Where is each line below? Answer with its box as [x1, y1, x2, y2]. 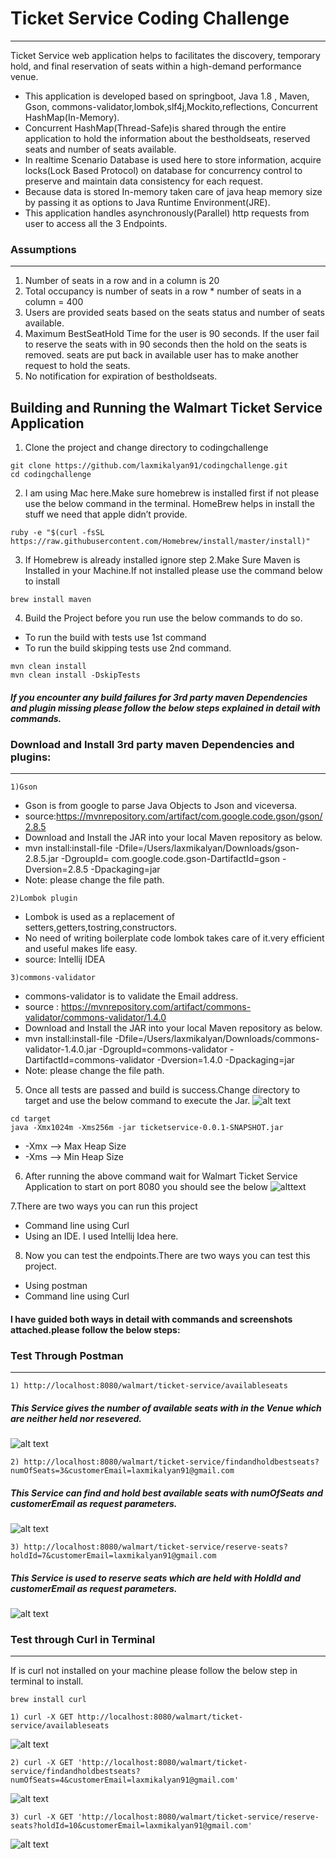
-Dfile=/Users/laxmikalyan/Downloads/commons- [114, 1033, 320, 1045]
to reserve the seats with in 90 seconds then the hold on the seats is [24, 338, 308, 351]
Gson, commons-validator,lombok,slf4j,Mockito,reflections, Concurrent [24, 100, 318, 112]
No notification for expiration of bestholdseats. [24, 370, 218, 382]
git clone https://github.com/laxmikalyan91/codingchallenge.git [10, 461, 288, 471]
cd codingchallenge [10, 470, 92, 480]
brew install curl [10, 1695, 87, 1705]
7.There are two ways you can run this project [10, 1200, 198, 1212]
